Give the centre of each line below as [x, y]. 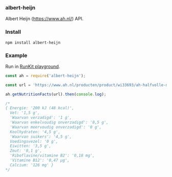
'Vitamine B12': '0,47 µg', [40, 160]
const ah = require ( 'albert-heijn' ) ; [46, 75]
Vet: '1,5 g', [25, 113]
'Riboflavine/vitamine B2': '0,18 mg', [52, 156]
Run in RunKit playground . [33, 66]
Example [16, 55]
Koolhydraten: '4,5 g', [35, 132]
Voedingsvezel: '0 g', [34, 141]
